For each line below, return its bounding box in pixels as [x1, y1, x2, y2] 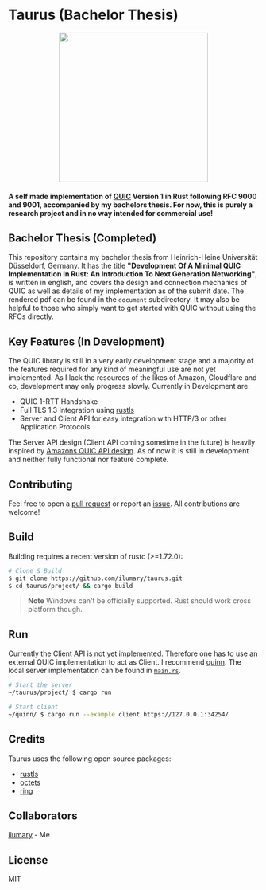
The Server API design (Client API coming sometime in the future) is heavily [8, 437, 256, 447]
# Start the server [8, 681, 73, 689]
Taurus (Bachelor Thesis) [8, 6, 179, 24]
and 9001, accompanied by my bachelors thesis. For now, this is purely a [8, 200, 253, 210]
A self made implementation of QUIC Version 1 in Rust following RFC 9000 [8, 191, 257, 201]
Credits [8, 732, 46, 746]
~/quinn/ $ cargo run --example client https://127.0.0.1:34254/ [8, 710, 229, 718]
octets [19, 778, 41, 787]
